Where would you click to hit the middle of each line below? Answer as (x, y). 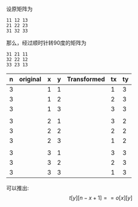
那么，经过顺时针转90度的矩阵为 (46, 43)
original (30, 79)
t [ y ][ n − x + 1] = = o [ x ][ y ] (101, 198)
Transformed (86, 79)
